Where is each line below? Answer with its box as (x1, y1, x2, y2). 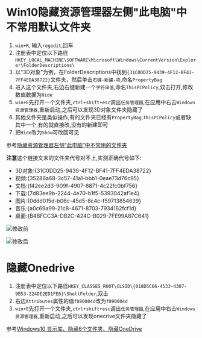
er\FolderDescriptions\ (14, 62, 75, 68)
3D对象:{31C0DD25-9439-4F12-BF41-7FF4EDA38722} (14, 167, 152, 174)
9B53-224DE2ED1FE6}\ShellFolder (14, 290, 96, 297)
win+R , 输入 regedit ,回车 (14, 42, 74, 49)
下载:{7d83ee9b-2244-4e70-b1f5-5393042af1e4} (14, 189, 140, 196)
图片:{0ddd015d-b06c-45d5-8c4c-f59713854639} (14, 197, 142, 204)
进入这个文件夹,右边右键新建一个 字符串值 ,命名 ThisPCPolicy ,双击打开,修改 (14, 83, 194, 90)
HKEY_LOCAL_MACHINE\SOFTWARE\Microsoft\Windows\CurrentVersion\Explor (14, 57, 197, 63)
